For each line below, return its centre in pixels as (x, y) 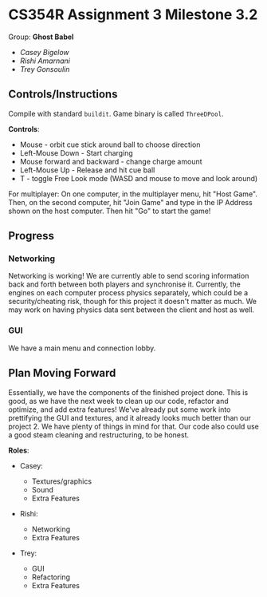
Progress (31, 236)
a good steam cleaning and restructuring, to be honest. (99, 435)
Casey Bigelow (44, 52)
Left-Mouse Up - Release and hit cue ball (87, 170)
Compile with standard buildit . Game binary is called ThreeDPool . (116, 113)
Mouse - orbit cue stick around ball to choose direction (110, 144)
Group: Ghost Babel (41, 37)
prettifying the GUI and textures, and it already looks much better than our (130, 417)
